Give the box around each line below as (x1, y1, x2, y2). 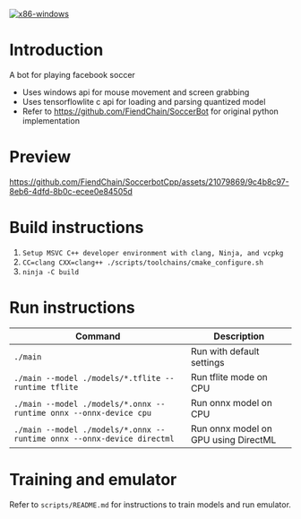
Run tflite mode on (191, 370, 268, 383)
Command (74, 330, 121, 342)
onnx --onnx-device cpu (50, 408, 152, 418)
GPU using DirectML (191, 433, 277, 445)
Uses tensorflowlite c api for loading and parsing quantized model (21, 96, 266, 107)
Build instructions (9, 218, 144, 238)
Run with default (191, 345, 260, 358)
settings (191, 356, 225, 368)
